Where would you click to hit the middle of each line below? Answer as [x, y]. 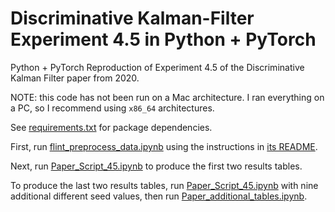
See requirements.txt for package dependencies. [111, 127]
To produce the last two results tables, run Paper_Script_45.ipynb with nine [164, 185]
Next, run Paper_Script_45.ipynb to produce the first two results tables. [156, 166]
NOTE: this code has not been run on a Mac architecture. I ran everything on [167, 97]
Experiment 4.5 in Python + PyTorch [163, 39]
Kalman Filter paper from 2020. [75, 78]
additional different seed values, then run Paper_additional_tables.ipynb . [159, 196]
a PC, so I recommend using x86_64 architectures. [112, 108]
